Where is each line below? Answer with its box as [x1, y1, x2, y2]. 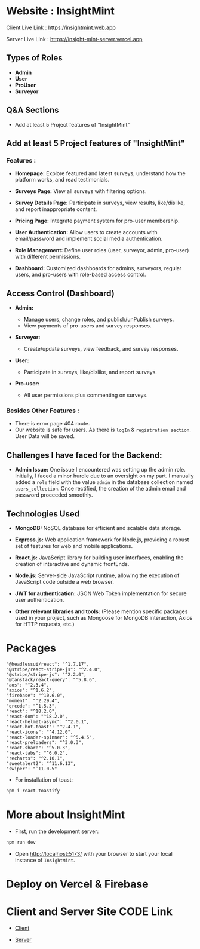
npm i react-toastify [6, 788, 60, 794]
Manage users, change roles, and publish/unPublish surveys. [23, 316, 174, 323]
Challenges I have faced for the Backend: [6, 450, 162, 460]
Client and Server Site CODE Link [6, 904, 173, 918]
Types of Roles [6, 53, 63, 63]
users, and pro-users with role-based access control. [14, 271, 146, 278]
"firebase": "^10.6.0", [6, 692, 66, 699]
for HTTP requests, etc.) [14, 620, 75, 627]
